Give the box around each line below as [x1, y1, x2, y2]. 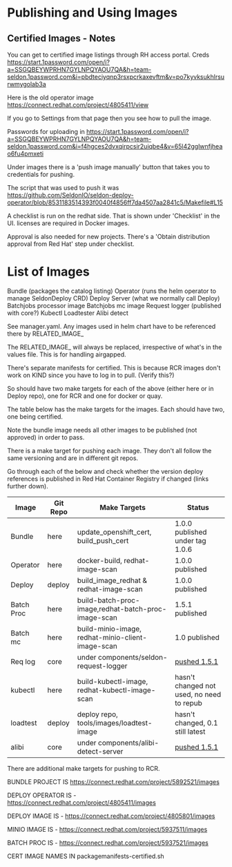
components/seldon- [97, 652, 168, 662]
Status [186, 502, 209, 512]
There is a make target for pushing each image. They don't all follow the [7, 446, 212, 455]
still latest [175, 727, 206, 736]
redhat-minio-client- [77, 632, 147, 642]
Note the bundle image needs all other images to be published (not [7, 426, 197, 434]
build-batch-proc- [77, 596, 140, 605]
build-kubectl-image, [77, 676, 148, 686]
